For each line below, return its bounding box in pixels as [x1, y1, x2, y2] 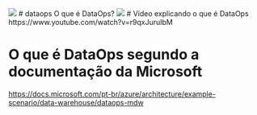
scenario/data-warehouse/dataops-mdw [8, 97, 144, 107]
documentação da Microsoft [8, 63, 203, 81]
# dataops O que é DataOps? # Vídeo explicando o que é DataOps [18, 9, 249, 18]
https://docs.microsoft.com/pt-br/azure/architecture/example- [8, 88, 217, 99]
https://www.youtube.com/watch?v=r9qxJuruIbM [8, 18, 174, 27]
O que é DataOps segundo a [8, 46, 200, 64]
